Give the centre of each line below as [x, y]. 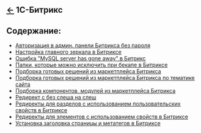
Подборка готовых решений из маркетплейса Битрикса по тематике [105, 78]
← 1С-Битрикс [35, 10]
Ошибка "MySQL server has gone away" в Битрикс [80, 59]
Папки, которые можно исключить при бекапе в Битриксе [91, 65]
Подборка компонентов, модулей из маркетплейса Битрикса [95, 91]
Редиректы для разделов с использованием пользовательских [98, 104]
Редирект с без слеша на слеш [56, 98]
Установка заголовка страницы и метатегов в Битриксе [88, 123]
